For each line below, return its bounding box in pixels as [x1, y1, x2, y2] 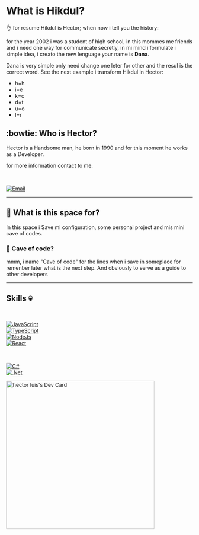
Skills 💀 [6, 294, 33, 304]
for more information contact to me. [6, 162, 94, 169]
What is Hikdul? [6, 4, 85, 18]
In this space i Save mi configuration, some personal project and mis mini [6, 224, 185, 231]
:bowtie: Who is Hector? [6, 129, 97, 139]
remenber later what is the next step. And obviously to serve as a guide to [6, 264, 187, 271]
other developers [6, 270, 49, 278]
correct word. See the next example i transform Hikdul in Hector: [6, 68, 164, 75]
